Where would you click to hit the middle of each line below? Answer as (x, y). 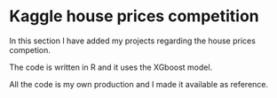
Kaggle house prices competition (134, 16)
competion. (30, 49)
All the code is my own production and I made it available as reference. (139, 84)
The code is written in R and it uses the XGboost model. (111, 67)
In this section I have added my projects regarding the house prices (132, 41)
